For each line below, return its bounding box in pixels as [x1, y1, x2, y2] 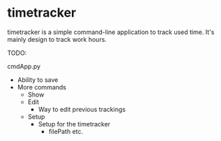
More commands [17, 83, 66, 91]
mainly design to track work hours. [7, 35, 107, 43]
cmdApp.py [7, 62, 40, 70]
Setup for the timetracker [38, 119, 111, 128]
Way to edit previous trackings [38, 105, 126, 113]
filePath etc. [48, 127, 84, 135]
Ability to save [17, 75, 59, 84]
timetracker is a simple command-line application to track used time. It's [7, 28, 215, 36]
